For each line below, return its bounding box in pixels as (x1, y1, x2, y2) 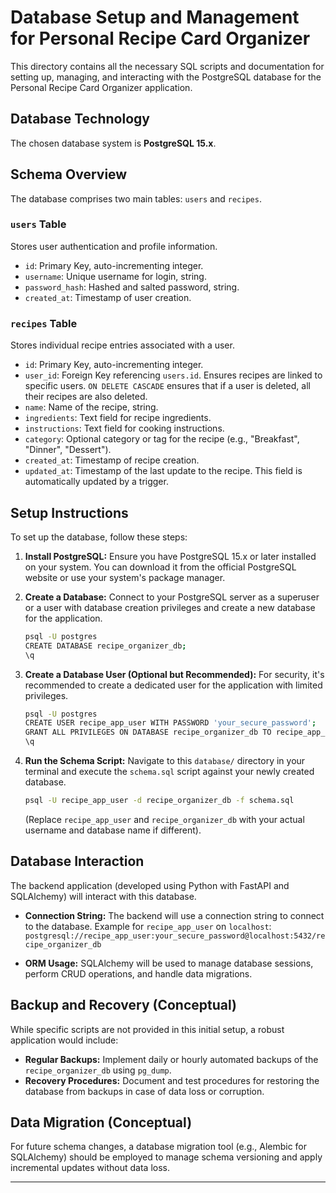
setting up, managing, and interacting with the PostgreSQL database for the (10, 71, 322, 83)
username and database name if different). (24, 824, 202, 836)
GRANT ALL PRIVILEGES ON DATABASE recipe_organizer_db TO (24, 727, 272, 738)
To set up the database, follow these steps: (10, 531, 188, 543)
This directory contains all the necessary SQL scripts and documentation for (10, 60, 325, 72)
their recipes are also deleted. (24, 391, 148, 403)
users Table (10, 217, 67, 231)
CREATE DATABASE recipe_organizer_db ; (24, 641, 187, 651)
